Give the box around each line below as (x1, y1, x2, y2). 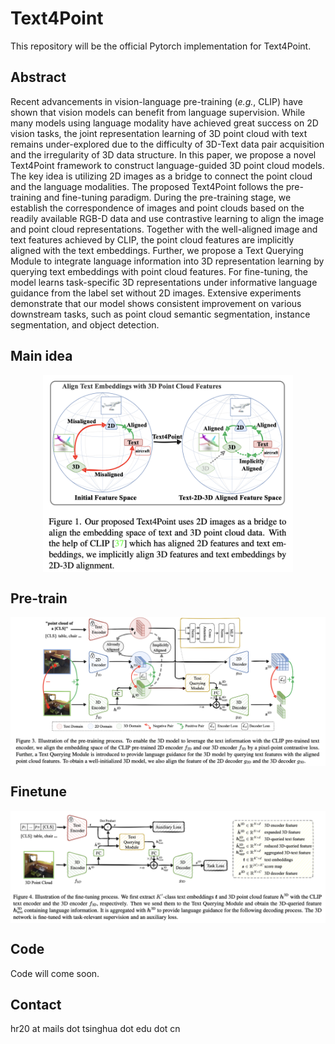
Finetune (10, 783, 67, 801)
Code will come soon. (10, 967, 100, 979)
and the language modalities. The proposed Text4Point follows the (10, 180, 284, 192)
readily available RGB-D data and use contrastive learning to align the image (10, 212, 325, 224)
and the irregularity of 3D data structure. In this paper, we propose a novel (10, 148, 317, 161)
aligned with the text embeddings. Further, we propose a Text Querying (10, 244, 304, 256)
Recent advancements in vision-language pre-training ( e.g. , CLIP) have (10, 95, 303, 107)
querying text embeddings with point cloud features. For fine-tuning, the (10, 265, 308, 277)
